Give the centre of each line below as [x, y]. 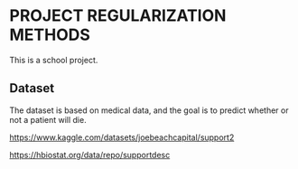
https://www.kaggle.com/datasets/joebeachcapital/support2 [122, 137]
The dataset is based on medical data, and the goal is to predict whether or [149, 110]
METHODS [50, 35]
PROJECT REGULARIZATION [118, 16]
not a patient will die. [48, 119]
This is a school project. [54, 60]
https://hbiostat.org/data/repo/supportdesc [90, 155]
